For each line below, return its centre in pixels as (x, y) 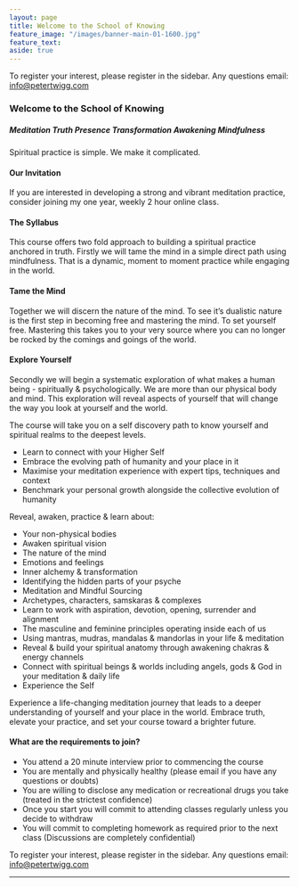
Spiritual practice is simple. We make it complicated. (105, 152)
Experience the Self (58, 685)
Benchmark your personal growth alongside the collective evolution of (151, 489)
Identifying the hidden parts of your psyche (101, 581)
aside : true (31, 51)
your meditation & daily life (71, 676)
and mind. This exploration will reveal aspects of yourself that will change (144, 398)
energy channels (53, 657)
